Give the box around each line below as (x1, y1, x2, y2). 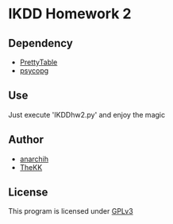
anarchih (19, 154, 49, 164)
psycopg (19, 66, 49, 75)
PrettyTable (19, 57, 58, 67)
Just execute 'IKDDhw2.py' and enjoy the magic (8, 110, 165, 119)
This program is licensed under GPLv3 (8, 207, 133, 216)
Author (8, 133, 44, 147)
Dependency (8, 37, 73, 50)
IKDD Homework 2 (8, 5, 132, 23)
